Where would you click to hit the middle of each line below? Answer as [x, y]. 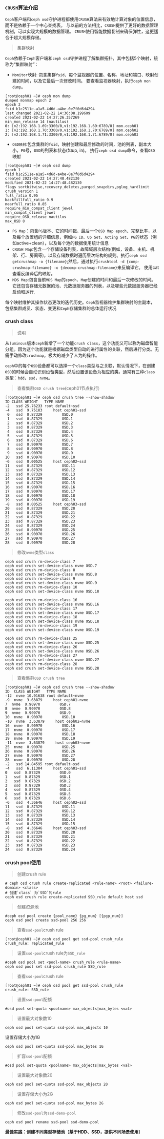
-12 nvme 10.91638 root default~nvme [44, 696]
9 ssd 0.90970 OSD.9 [40, 453]
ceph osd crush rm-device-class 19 [41, 626]
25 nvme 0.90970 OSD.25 [40, 747]
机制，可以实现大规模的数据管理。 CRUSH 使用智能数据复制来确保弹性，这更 [80, 31]
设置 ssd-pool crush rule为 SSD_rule [51, 953]
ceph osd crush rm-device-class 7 [40, 561]
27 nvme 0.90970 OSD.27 [40, 755]
